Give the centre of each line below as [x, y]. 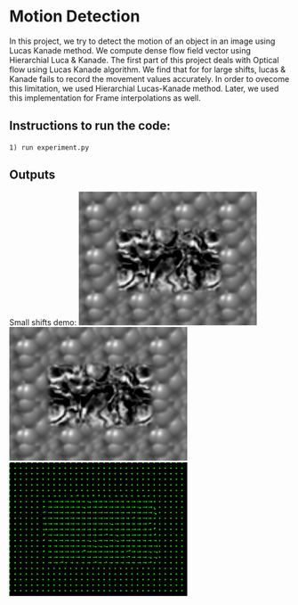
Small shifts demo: [43, 322]
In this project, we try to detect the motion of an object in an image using [142, 41]
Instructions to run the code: [90, 126]
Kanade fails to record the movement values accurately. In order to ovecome [149, 78]
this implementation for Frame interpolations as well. [105, 98]
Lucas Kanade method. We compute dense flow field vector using [130, 50]
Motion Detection [75, 16]
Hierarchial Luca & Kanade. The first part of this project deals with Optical [144, 60]
